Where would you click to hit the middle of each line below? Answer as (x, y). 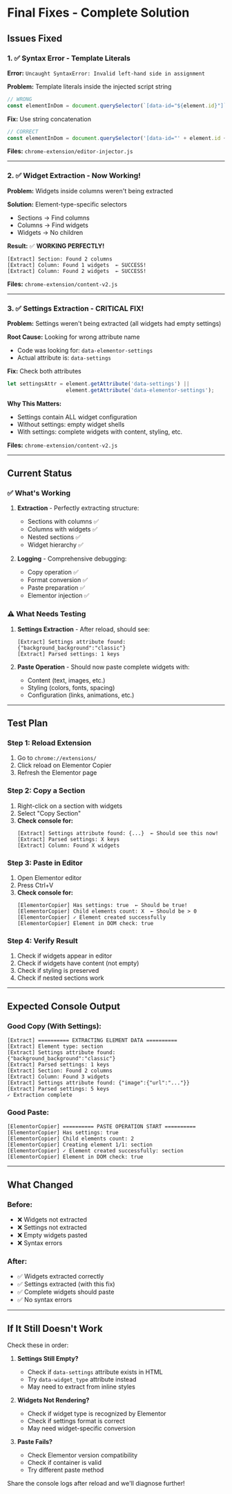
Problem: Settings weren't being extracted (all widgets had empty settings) (114, 323)
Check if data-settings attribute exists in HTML (95, 1372)
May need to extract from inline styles (81, 1387)
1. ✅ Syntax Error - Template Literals (69, 58)
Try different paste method (66, 1470)
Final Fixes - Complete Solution (98, 13)
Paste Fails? (35, 1442)
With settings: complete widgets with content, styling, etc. (100, 432)
